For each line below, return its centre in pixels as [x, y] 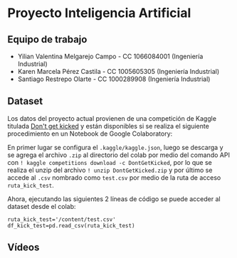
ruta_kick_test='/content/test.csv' [62, 219]
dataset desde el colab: [42, 206]
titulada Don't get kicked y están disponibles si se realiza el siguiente [109, 126]
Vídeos [23, 248]
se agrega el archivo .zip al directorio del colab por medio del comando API [118, 155]
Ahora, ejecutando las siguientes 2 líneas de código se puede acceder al [114, 199]
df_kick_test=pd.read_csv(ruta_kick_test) [71, 225]
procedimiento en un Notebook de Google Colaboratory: [90, 134]
